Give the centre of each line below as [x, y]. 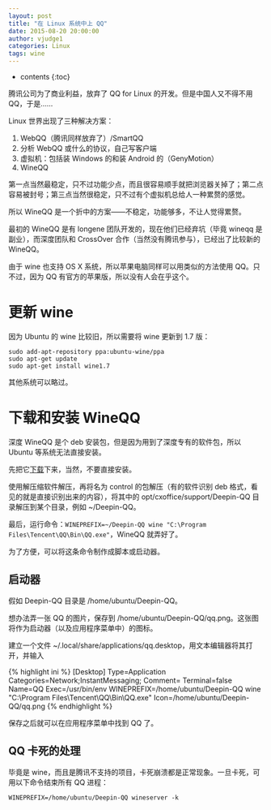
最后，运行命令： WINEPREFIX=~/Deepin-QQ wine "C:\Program [108, 523]
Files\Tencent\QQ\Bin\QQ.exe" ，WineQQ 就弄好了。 [95, 534]
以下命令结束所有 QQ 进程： [62, 782]
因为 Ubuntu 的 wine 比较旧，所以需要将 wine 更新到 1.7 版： [109, 336]
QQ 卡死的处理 [44, 751]
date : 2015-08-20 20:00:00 [54, 31]
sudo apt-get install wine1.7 [59, 366]
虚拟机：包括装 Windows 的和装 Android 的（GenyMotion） [119, 158]
